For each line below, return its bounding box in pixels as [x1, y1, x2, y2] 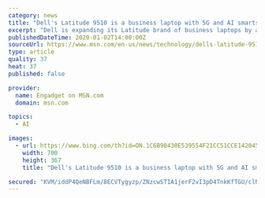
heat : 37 [8, 63, 37, 71]
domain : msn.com [15, 99, 69, 107]
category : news [8, 11, 58, 20]
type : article [8, 48, 55, 56]
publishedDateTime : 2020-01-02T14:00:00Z [8, 33, 147, 42]
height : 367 [22, 156, 62, 164]
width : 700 [22, 148, 58, 157]
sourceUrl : [8, 41, 44, 49]
